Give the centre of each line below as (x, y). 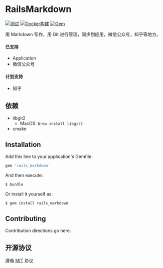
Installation (23, 144)
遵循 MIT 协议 (19, 260)
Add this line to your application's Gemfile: (49, 156)
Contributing (26, 218)
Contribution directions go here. (38, 230)
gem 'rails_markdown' (28, 165)
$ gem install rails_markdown (37, 203)
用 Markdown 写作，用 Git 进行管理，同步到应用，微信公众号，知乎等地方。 (83, 34)
